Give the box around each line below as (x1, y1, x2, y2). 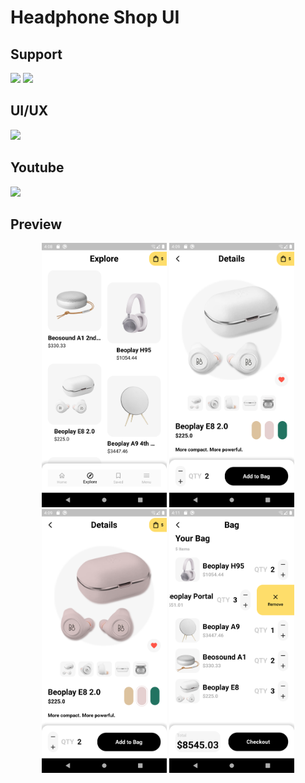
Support (10, 46, 63, 63)
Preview (10, 216, 63, 233)
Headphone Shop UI (10, 6, 180, 29)
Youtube (10, 159, 65, 176)
